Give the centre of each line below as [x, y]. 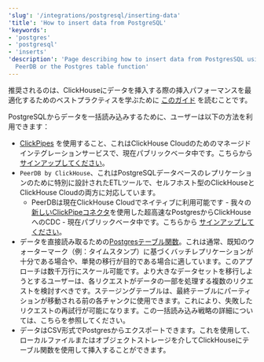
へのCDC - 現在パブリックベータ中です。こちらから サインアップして [143, 222]
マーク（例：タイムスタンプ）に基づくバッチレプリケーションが [150, 251]
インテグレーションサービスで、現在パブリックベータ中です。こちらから [136, 153]
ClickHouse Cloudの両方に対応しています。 [90, 192]
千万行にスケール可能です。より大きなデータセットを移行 [147, 271]
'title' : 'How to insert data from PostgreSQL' [88, 23]
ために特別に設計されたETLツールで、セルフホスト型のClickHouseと [144, 183]
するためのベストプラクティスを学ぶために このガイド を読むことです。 [137, 100]
